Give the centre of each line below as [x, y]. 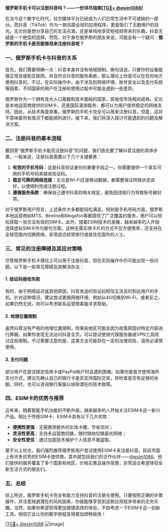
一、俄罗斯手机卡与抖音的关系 [41, 58]
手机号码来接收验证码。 [45, 173]
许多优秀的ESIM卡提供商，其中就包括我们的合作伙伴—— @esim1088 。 [86, 456]
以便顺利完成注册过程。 [45, 186]
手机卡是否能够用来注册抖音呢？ [51, 44]
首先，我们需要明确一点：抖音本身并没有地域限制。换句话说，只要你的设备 [82, 70]
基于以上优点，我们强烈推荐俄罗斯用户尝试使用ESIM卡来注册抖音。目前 [78, 450]
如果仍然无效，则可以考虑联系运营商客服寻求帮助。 [58, 304]
